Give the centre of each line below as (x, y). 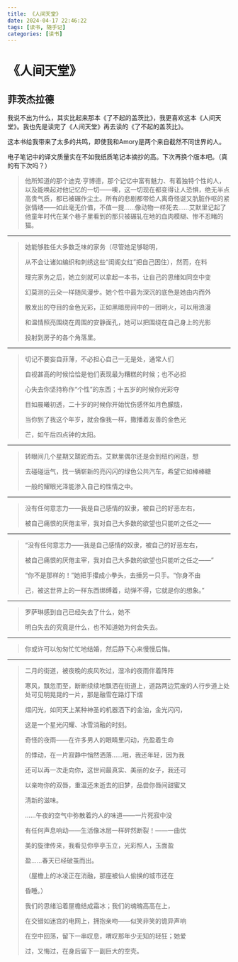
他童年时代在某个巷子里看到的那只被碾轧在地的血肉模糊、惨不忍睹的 (124, 217)
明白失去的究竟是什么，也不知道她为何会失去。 (93, 627)
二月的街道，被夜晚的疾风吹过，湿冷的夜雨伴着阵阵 (99, 671)
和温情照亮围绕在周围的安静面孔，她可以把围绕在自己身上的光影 (118, 322)
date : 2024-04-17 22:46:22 (47, 21)
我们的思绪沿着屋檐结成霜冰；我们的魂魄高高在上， (99, 906)
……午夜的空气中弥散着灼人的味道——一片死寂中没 (98, 815)
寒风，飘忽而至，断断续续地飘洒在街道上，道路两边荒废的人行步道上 (124, 686)
